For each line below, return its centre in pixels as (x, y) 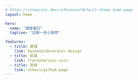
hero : (11, 23)
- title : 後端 (23, 46)
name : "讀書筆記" (26, 28)
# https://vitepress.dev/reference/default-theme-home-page (69, 10)
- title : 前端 (23, 55)
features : (15, 42)
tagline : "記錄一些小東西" (35, 33)
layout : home (19, 14)
